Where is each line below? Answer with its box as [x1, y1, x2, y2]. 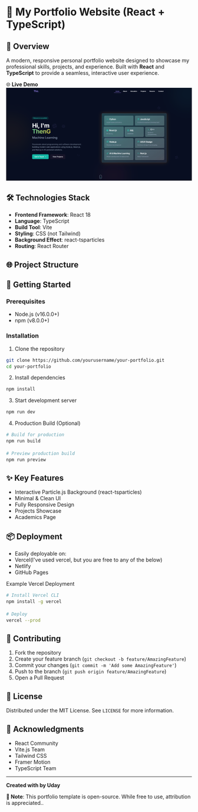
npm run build [6, 438, 41, 444]
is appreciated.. [6, 800, 44, 806]
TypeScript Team [14, 765, 57, 771]
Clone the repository [14, 345, 65, 352]
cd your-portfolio [6, 364, 51, 369]
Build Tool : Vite [14, 224, 52, 231]
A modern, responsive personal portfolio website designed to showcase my [6, 57, 190, 64]
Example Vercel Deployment [6, 580, 75, 587]
